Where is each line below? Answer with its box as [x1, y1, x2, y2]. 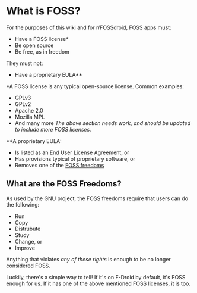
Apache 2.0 [14, 107, 43, 114]
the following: [6, 201, 40, 208]
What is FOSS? [6, 4, 81, 18]
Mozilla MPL [14, 113, 45, 120]
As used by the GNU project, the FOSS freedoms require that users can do [6, 195, 189, 202]
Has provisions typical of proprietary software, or [14, 155, 135, 162]
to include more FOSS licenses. [14, 126, 92, 133]
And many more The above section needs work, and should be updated [14, 119, 191, 126]
